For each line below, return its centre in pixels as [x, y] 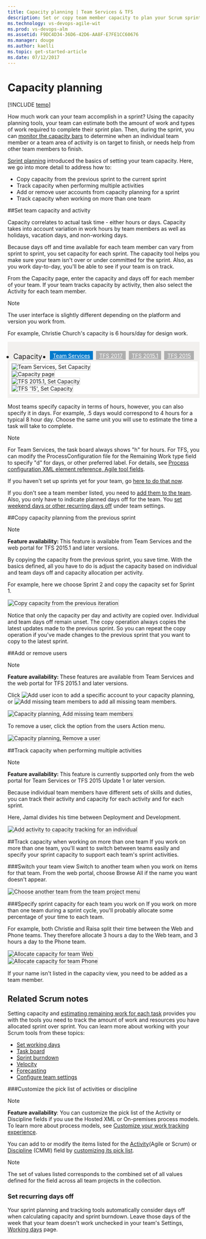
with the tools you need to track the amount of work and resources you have [104, 1020]
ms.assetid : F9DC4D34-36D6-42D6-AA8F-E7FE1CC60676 [73, 35]
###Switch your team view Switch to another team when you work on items [103, 866]
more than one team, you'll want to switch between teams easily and [94, 848]
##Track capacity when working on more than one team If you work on [97, 841]
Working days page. [33, 1229]
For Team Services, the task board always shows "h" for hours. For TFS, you [104, 449]
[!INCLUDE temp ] [29, 104]
